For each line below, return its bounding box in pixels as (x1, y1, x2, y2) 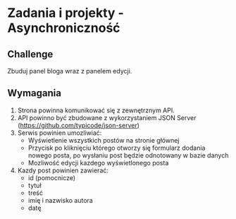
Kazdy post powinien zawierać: (17, 166, 109, 174)
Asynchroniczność (7, 20, 121, 36)
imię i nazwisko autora (27, 196, 93, 204)
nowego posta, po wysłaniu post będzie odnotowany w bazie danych (27, 150, 229, 160)
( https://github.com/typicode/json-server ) (17, 121, 139, 129)
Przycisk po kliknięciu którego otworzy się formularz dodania (27, 143, 206, 152)
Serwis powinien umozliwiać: (17, 129, 102, 137)
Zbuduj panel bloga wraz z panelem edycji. (7, 67, 132, 75)
